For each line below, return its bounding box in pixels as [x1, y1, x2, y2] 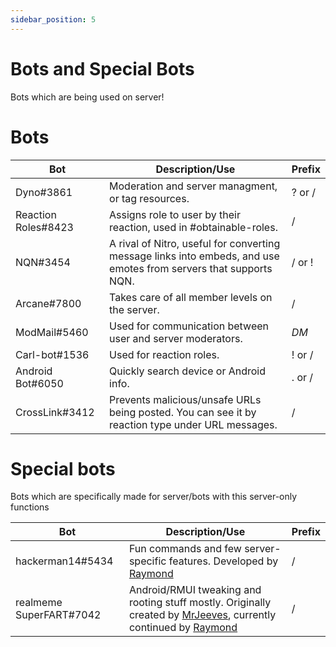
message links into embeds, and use [109, 249, 280, 263]
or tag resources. [109, 191, 190, 205]
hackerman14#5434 [15, 554, 114, 568]
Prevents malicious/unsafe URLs [109, 392, 262, 406]
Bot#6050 [15, 376, 64, 390]
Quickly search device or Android [109, 364, 267, 378]
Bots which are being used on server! [10, 91, 165, 103]
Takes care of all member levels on [109, 290, 273, 304]
